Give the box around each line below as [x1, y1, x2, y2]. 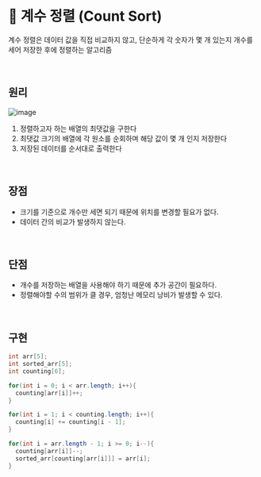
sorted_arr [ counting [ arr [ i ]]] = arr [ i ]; [15, 454, 151, 463]
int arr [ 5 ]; [8, 352, 48, 361]
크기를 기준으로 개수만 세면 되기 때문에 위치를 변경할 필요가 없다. [19, 207, 219, 217]
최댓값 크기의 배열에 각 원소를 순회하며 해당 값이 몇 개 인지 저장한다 [19, 133, 228, 143]
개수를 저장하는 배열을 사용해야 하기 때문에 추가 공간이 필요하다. [19, 280, 217, 290]
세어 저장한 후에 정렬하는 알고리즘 [8, 44, 113, 54]
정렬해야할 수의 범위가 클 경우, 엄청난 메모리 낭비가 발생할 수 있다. [19, 290, 223, 300]
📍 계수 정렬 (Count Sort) [8, 7, 163, 25]
